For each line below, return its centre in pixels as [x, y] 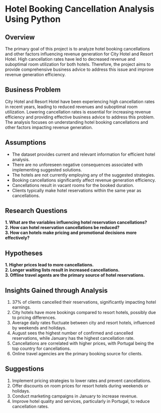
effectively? [17, 238]
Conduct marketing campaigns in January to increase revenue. [75, 396]
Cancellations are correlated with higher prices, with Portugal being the [83, 344]
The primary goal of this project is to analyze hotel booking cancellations [78, 49]
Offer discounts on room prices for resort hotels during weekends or [80, 386]
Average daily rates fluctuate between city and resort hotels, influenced [83, 323]
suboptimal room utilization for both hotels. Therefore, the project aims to [78, 64]
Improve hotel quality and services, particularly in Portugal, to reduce [81, 401]
